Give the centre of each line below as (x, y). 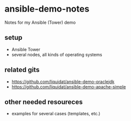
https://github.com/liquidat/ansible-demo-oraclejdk (63, 82)
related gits (22, 70)
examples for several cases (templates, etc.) (56, 114)
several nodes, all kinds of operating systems (57, 54)
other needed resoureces (44, 102)
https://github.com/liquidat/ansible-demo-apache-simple (69, 86)
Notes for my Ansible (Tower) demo (40, 22)
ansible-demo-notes (47, 9)
